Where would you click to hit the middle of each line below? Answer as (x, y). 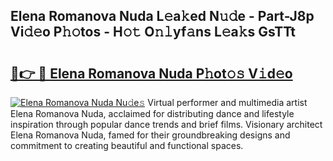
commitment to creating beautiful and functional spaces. (127, 145)
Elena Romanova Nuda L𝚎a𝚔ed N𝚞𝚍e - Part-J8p (162, 16)
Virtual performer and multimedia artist (227, 102)
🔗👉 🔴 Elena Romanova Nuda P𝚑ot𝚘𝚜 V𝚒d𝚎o (151, 73)
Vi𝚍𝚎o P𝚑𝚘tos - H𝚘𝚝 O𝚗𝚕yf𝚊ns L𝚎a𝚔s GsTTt (153, 32)
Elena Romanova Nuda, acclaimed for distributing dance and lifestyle (152, 113)
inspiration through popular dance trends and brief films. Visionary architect (166, 124)
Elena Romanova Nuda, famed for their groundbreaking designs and (150, 135)
